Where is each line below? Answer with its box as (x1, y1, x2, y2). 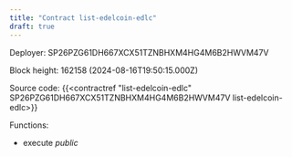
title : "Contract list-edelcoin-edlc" (9, 13, 157, 23)
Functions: (9, 120, 49, 131)
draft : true (9, 22, 55, 31)
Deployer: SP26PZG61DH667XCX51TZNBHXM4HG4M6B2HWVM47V (9, 47, 269, 58)
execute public (22, 137, 79, 148)
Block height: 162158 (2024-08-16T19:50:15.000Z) (9, 65, 199, 76)
